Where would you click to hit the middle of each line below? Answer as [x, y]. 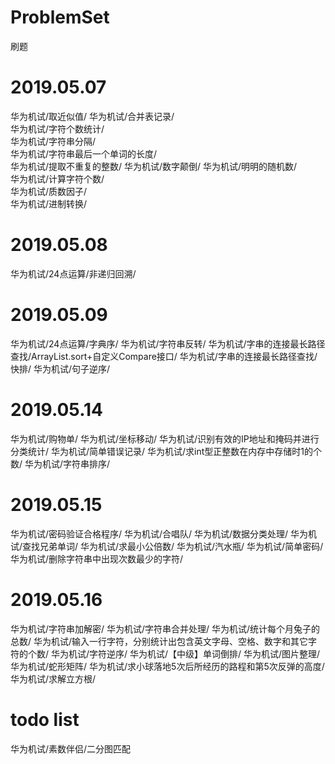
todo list [45, 719]
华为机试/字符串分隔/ [53, 141]
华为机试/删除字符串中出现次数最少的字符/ [97, 558]
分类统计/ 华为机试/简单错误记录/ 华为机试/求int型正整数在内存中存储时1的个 [166, 451]
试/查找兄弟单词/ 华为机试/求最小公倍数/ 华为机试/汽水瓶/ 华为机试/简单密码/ [167, 546]
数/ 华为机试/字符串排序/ [60, 463]
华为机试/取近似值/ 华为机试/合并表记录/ [92, 116]
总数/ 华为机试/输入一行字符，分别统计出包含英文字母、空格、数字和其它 [159, 641]
